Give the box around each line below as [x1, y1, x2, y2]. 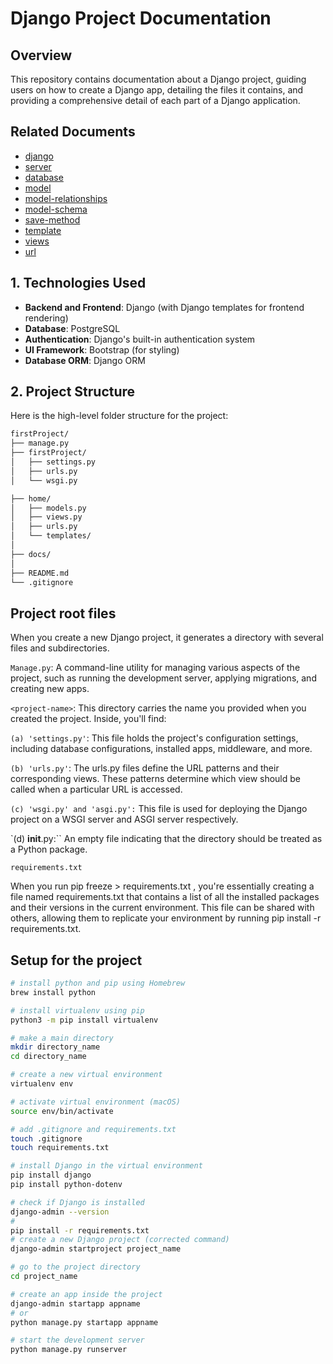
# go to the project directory [10, 1262, 141, 1272]
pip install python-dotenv [10, 1180, 123, 1190]
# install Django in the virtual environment [10, 1161, 203, 1171]
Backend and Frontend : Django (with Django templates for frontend [24, 301, 305, 313]
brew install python [10, 987, 97, 997]
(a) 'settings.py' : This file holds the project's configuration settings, [10, 732, 299, 744]
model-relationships [24, 192, 108, 204]
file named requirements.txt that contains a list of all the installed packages [10, 891, 320, 903]
